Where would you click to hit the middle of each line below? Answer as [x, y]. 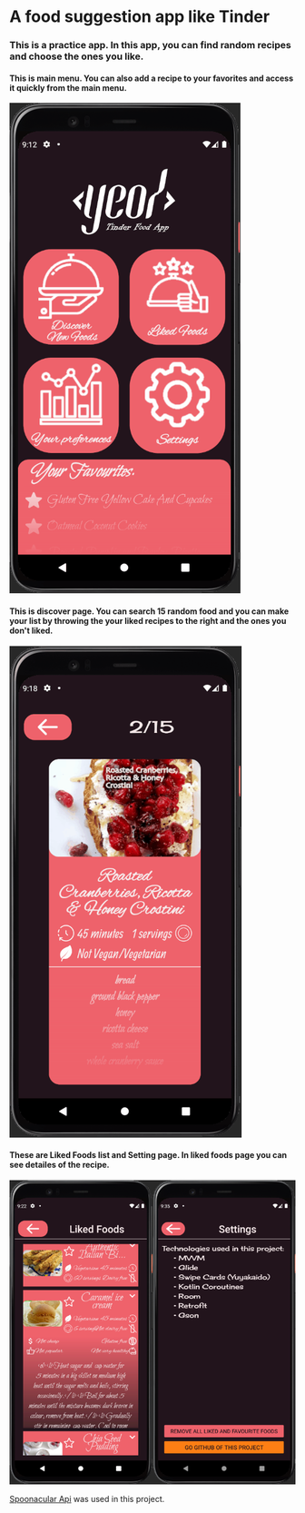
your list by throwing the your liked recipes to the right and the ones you [148, 620]
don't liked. [31, 630]
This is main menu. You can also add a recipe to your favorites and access [152, 78]
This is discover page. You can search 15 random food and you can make [149, 611]
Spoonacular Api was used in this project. [87, 1498]
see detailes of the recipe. [59, 1165]
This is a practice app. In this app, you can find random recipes [151, 45]
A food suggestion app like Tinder [140, 17]
